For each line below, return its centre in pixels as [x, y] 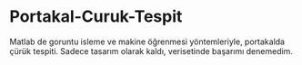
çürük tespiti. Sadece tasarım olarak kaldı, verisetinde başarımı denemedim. [151, 51]
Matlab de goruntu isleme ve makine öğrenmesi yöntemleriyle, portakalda [147, 42]
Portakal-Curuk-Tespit [96, 17]
